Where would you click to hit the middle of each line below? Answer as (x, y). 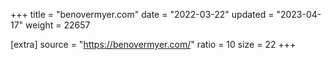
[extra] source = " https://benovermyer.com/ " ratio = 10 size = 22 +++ (153, 44)
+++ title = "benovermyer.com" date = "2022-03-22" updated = (142, 14)
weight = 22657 (58, 25)
